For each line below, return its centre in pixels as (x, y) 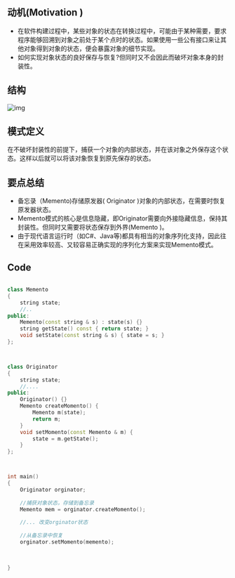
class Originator (33, 367)
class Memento (28, 290)
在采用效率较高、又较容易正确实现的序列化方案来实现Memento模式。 (117, 245)
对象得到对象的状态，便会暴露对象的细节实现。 (91, 48)
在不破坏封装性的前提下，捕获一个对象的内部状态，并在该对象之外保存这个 (115, 150)
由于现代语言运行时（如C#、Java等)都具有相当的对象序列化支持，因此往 (122, 236)
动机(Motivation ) (45, 13)
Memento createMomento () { (59, 406)
